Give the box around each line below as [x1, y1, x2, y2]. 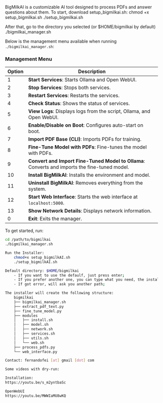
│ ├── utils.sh [14, 336, 49, 340]
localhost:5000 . [28, 200, 65, 206]
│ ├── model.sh [14, 322, 49, 327]
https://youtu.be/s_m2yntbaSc [5, 380, 66, 385]
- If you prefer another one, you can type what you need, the [14, 277, 145, 282]
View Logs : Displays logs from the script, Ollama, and [28, 108, 150, 115]
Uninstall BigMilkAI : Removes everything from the [28, 180, 143, 186]
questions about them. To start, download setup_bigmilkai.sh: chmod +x [5, 9, 149, 15]
